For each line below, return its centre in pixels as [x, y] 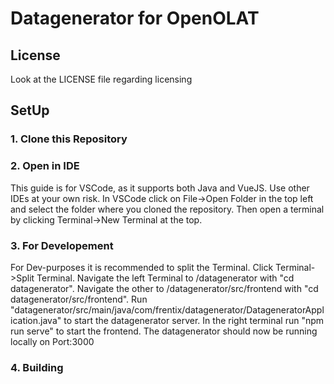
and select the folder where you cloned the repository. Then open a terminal [167, 209]
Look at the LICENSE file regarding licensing [101, 79]
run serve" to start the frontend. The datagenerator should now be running [164, 331]
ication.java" [36, 320]
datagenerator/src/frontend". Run [79, 299]
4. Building [37, 367]
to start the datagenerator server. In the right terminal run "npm [194, 320]
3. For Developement [62, 245]
